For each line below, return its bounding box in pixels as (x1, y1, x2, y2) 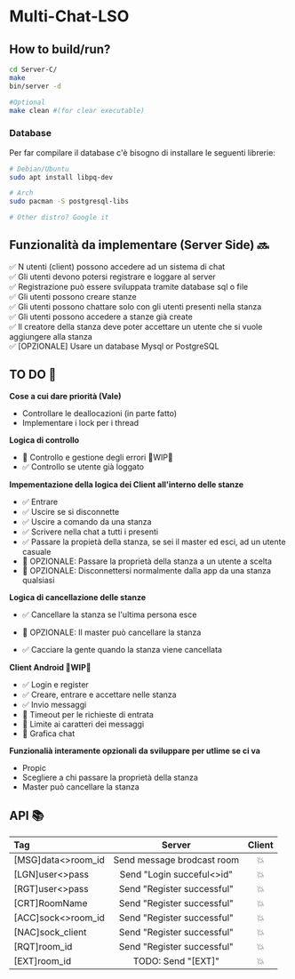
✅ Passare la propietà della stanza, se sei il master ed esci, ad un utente (21, 536, 286, 547)
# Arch (9, 189, 34, 197)
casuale (21, 546, 52, 557)
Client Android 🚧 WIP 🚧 (9, 662, 92, 672)
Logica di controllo (9, 434, 80, 445)
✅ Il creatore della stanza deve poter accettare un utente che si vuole (9, 321, 263, 332)
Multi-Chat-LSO (9, 6, 130, 27)
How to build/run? (9, 42, 111, 57)
